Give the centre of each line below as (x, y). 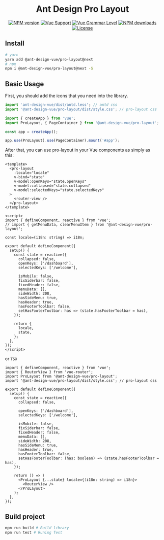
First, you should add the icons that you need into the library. (67, 96)
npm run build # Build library (37, 528)
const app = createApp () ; (31, 132)
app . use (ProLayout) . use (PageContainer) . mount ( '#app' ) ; (62, 141)
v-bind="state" (29, 177)
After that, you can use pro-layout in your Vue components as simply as (78, 150)
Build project (25, 517)
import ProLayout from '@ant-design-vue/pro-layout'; (61, 376)
